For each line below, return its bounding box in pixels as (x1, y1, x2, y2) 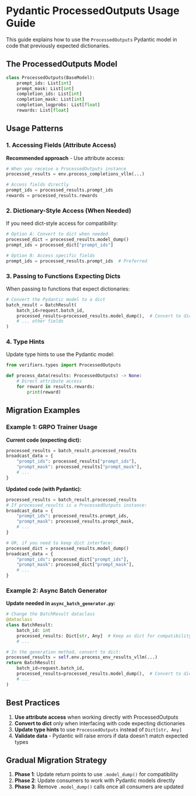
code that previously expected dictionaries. (6, 42, 110, 49)
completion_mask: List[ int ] (16, 97, 85, 103)
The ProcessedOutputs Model (6, 59, 118, 69)
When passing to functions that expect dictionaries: (6, 285, 130, 292)
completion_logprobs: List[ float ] (16, 102, 100, 108)
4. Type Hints (6, 338, 45, 346)
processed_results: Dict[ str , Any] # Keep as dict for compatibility (16, 633, 192, 639)
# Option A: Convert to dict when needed (6, 231, 108, 237)
